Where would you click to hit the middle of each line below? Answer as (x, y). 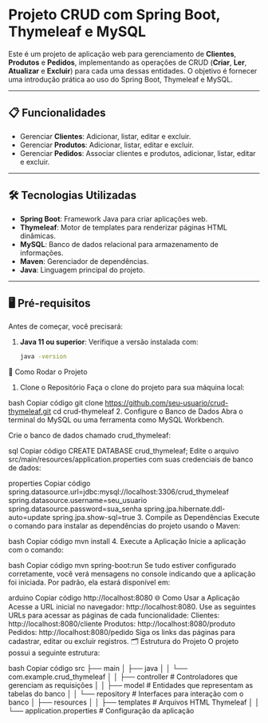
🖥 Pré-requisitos (49, 303)
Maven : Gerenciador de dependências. (84, 261)
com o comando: (36, 550)
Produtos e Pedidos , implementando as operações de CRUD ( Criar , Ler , (128, 62)
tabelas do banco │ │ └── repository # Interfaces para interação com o (126, 694)
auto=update (30, 517)
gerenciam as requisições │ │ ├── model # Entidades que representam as (131, 685)
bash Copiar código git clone (56, 403)
